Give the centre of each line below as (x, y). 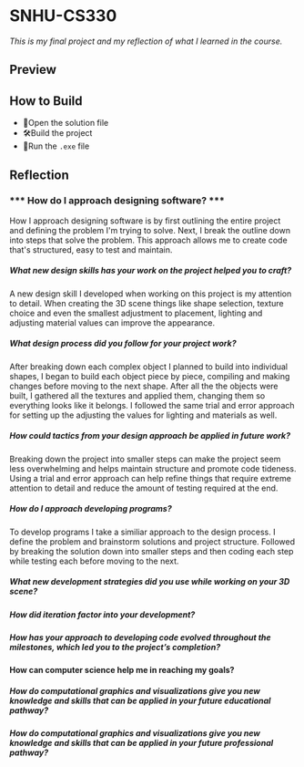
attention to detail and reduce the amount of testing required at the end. (144, 488)
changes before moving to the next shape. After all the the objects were (144, 386)
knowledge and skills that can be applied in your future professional (142, 743)
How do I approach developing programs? (91, 509)
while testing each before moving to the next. (94, 561)
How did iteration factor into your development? (102, 614)
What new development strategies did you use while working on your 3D (150, 582)
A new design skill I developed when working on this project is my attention (151, 294)
